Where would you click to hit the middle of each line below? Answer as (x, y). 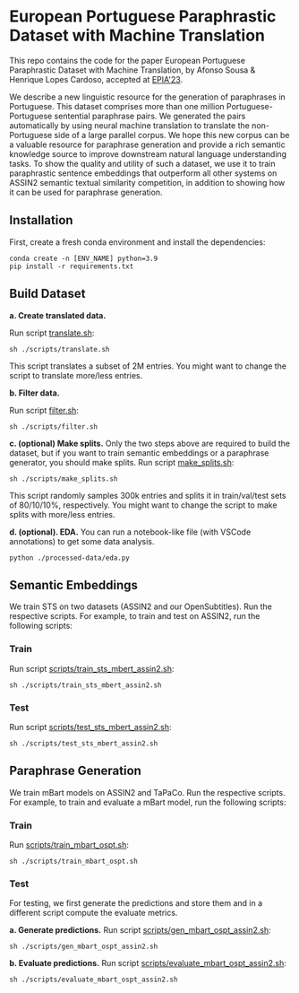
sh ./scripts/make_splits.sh (64, 479)
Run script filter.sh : (44, 410)
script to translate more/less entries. (76, 375)
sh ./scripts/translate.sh (60, 349)
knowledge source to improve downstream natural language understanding (148, 153)
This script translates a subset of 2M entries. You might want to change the (148, 366)
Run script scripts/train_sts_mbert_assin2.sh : (92, 668)
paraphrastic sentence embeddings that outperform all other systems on (143, 173)
